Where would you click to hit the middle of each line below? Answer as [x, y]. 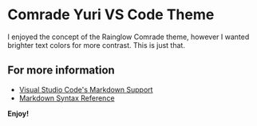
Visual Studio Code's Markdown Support [86, 89]
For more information [61, 71]
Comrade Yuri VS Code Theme [111, 15]
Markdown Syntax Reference [67, 98]
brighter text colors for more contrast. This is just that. [96, 45]
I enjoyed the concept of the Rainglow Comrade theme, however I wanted [128, 37]
